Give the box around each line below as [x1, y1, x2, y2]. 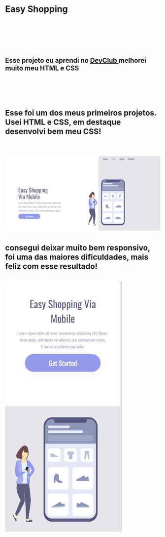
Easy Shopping [5, 3, 68, 15]
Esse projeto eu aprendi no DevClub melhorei [5, 56, 146, 65]
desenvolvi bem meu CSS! [5, 126, 101, 136]
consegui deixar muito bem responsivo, [5, 243, 150, 253]
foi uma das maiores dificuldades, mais [5, 252, 149, 262]
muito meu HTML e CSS [5, 64, 79, 72]
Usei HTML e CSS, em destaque [5, 117, 121, 127]
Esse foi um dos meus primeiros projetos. [5, 108, 157, 118]
